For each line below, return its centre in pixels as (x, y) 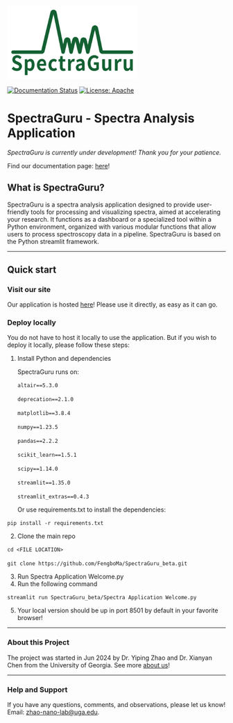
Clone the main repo (46, 536)
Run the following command (57, 584)
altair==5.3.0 (37, 386)
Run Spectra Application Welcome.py (70, 577)
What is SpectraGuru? (56, 188)
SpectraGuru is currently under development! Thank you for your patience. (114, 152)
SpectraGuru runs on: (48, 372)
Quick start (32, 269)
